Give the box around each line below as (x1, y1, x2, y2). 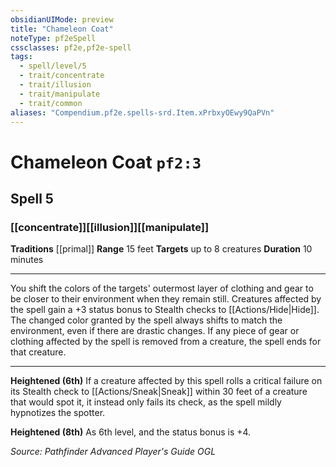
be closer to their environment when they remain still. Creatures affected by (10, 293, 322, 305)
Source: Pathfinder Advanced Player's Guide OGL (10, 446, 217, 458)
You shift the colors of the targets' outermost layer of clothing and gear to (10, 282, 314, 295)
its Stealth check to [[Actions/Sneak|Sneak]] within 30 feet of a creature (10, 386, 308, 398)
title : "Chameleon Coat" (10, 24, 114, 34)
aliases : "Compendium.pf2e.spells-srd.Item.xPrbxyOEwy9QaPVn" (10, 107, 275, 118)
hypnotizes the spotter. (10, 407, 106, 419)
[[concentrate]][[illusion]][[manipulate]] (10, 220, 210, 234)
